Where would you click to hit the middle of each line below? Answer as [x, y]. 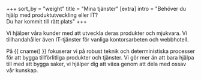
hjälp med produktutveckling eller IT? [52, 15]
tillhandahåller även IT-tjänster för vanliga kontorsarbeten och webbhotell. [97, 39]
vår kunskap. [22, 70]
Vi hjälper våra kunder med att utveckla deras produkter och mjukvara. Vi [97, 33]
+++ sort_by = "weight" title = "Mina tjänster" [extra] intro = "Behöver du [96, 9]
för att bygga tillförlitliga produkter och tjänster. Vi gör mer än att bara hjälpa [100, 57]
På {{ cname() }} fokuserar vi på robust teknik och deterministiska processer [101, 51]
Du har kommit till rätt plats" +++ [46, 21]
